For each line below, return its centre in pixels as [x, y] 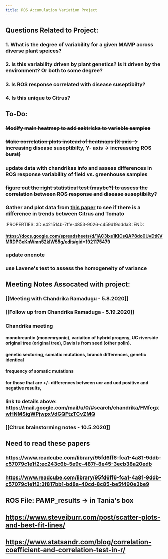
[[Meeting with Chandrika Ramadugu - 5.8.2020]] [67, 298]
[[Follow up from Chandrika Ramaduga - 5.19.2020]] [70, 312]
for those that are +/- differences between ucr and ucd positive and [77, 383]
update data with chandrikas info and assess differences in [79, 168]
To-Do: [16, 114]
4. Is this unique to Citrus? [38, 98]
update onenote [25, 255]
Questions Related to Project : [52, 30]
